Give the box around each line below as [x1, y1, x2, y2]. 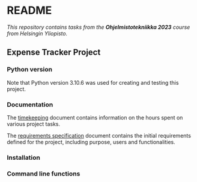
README [7, 4, 52, 17]
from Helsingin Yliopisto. [7, 29, 68, 37]
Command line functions [7, 169, 80, 178]
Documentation [7, 100, 53, 109]
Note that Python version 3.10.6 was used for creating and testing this [7, 79, 179, 86]
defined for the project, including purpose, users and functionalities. [7, 138, 176, 145]
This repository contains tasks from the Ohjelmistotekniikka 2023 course [7, 23, 190, 31]
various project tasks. [7, 120, 61, 127]
